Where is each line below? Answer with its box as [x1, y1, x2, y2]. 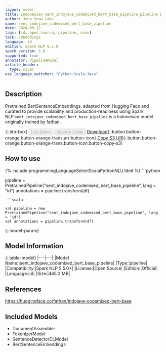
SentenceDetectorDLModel [12, 336, 68, 342]
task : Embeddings [5, 35, 41, 40]
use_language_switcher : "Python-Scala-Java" [5, 72, 98, 77]
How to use [5, 154, 41, 163]
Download [86, 129, 108, 134]
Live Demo [31, 129, 51, 134]
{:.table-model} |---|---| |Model [5, 255, 69, 261]
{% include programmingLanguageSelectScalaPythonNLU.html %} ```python [5, 168, 161, 174]
